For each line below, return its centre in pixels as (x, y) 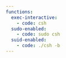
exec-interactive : (35, 18)
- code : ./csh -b (38, 46)
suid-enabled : (29, 40)
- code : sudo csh (38, 34)
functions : (19, 12)
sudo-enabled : (29, 29)
